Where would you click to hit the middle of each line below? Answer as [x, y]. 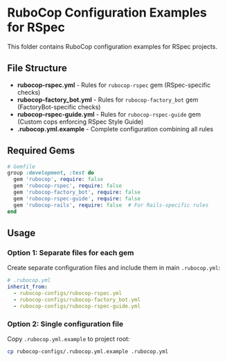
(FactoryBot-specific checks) [59, 107]
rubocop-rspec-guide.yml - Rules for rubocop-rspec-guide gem [109, 114]
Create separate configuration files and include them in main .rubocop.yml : [114, 268]
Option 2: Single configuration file [65, 324]
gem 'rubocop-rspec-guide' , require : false [77, 198]
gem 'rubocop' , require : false [58, 180]
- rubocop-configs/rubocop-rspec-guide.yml [77, 306]
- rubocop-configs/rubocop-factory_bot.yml [77, 299]
